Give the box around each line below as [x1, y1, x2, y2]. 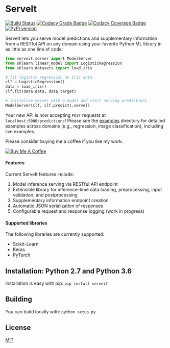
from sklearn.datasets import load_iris [5, 65, 93, 70]
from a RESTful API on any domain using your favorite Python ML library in [5, 40, 162, 46]
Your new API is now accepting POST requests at [5, 112, 106, 118]
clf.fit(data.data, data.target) [5, 89, 77, 94]
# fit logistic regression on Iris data [5, 74, 93, 80]
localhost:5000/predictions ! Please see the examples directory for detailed [5, 117, 165, 123]
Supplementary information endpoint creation [12, 197, 109, 204]
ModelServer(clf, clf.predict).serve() [5, 103, 90, 108]
